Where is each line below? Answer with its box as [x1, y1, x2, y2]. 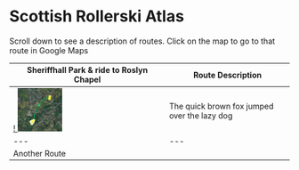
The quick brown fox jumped [168, 101, 274, 111]
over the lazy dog [168, 109, 233, 121]
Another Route [12, 148, 67, 158]
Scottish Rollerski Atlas [9, 6, 185, 27]
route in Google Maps [9, 45, 89, 55]
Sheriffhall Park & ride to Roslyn [26, 65, 149, 76]
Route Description [192, 69, 263, 80]
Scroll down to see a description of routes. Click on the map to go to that [9, 36, 276, 46]
